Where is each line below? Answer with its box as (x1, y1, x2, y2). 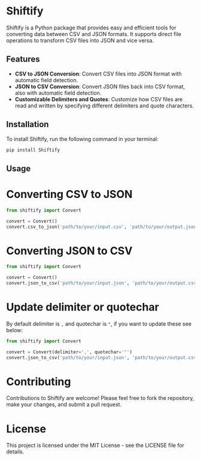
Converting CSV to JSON (6, 188, 133, 202)
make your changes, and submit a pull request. (6, 401, 122, 408)
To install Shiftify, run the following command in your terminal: (6, 135, 159, 142)
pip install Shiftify (6, 147, 60, 153)
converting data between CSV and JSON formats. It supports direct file (6, 30, 181, 37)
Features (6, 54, 40, 64)
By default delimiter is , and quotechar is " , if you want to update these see (6, 320, 192, 327)
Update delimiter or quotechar (6, 300, 160, 314)
